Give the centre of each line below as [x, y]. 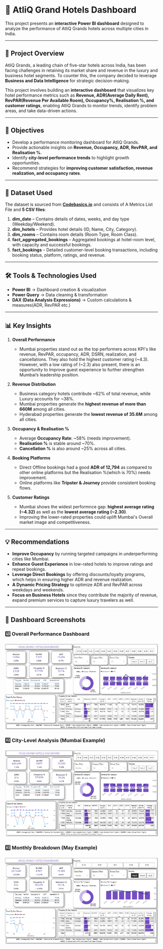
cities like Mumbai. [31, 559]
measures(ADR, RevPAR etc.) [41, 305]
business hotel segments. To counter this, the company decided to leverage [81, 75]
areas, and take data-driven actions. [41, 111]
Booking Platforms [31, 458]
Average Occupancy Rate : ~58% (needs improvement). [75, 438]
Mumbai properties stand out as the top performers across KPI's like [88, 349]
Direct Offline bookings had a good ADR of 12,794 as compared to [86, 467]
